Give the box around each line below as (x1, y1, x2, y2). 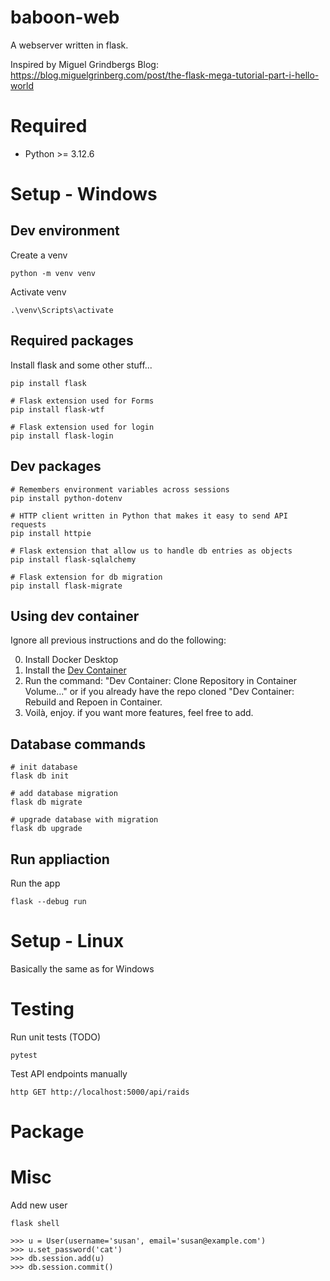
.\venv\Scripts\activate (10, 305, 114, 315)
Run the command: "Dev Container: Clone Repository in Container (24, 675, 297, 687)
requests (10, 519, 47, 530)
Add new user (10, 1199, 68, 1211)
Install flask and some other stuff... (10, 359, 153, 371)
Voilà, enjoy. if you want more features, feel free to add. (24, 707, 254, 719)
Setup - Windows (10, 183, 158, 206)
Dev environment (10, 222, 120, 240)
